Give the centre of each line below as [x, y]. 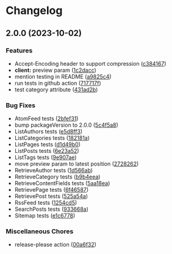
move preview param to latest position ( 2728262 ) [77, 164]
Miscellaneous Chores [40, 231]
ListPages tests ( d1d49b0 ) [47, 144]
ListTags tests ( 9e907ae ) [45, 157]
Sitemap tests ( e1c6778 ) [45, 216]
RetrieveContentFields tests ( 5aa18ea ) [62, 183]
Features [19, 51]
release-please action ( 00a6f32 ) [56, 245]
